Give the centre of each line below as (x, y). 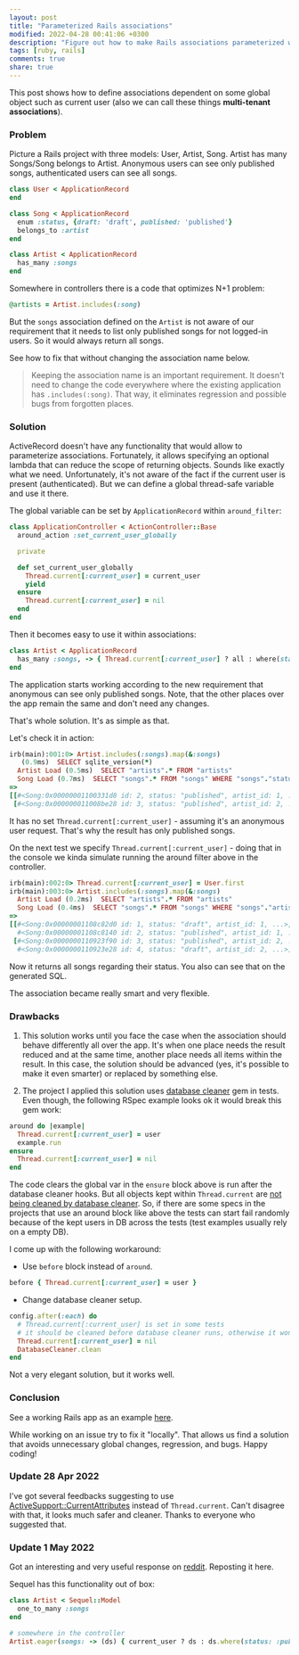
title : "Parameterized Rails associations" (91, 26)
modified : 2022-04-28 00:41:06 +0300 (79, 34)
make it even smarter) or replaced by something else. (120, 1073)
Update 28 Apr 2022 (54, 1477)
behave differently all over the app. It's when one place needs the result (154, 1045)
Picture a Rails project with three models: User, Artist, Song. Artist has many (148, 154)
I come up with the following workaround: (85, 1249)
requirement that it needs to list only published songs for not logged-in (139, 331)
